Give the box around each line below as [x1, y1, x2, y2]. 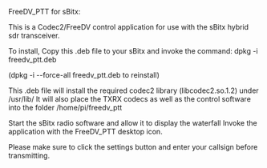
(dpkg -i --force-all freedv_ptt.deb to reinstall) [8, 70, 160, 79]
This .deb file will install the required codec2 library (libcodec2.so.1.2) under [8, 86, 259, 95]
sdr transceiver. [8, 31, 60, 40]
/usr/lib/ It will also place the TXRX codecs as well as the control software [8, 94, 251, 103]
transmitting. [8, 151, 51, 160]
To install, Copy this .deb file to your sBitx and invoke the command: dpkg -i [8, 46, 258, 55]
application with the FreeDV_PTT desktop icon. [8, 127, 163, 136]
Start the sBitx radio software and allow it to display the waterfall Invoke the [8, 118, 258, 127]
